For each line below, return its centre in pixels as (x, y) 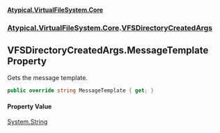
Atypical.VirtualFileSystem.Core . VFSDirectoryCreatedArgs (110, 28)
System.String (28, 122)
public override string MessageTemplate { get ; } (81, 91)
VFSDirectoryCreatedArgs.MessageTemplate (108, 50)
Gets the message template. (48, 78)
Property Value (30, 106)
